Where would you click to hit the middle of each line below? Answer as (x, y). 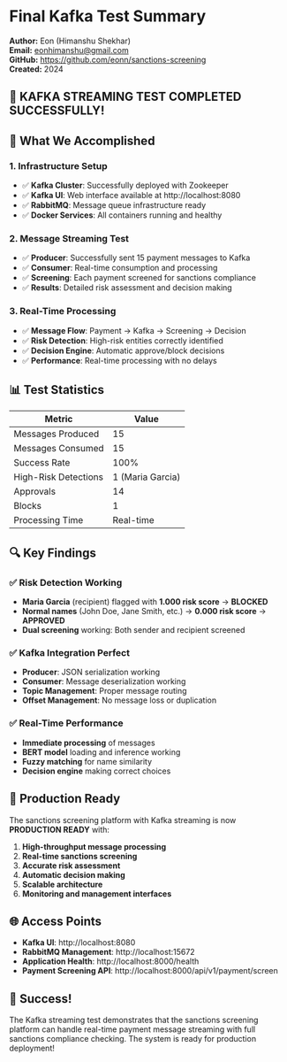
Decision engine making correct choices (96, 771)
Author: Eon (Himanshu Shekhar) (70, 41)
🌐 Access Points (56, 921)
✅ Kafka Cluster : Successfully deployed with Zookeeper (125, 185)
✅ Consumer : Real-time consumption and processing (120, 268)
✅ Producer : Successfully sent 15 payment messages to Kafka (136, 258)
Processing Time (49, 520)
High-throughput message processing (94, 846)
